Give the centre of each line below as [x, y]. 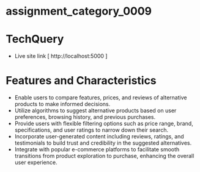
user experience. [36, 162]
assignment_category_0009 [79, 11]
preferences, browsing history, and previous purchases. [85, 117]
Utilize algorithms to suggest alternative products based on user [95, 110]
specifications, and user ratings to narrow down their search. [91, 130]
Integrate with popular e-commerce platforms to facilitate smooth [97, 149]
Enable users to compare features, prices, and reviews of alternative [101, 98]
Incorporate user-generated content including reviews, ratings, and [99, 137]
